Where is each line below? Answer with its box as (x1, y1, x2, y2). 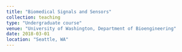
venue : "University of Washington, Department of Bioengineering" (6, 25, 177, 32)
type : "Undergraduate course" (6, 20, 83, 26)
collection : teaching (6, 14, 61, 20)
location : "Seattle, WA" (6, 36, 69, 42)
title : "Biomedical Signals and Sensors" (6, 8, 112, 15)
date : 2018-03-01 (6, 31, 50, 37)
